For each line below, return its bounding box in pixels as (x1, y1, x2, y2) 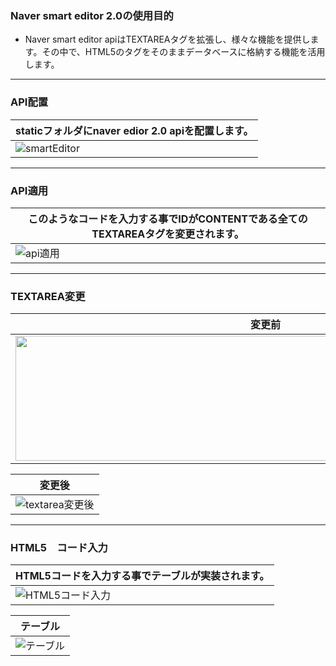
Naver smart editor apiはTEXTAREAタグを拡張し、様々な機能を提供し (24, 33, 311, 46)
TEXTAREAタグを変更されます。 (91, 227, 245, 241)
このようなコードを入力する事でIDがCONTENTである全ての (28, 212, 308, 226)
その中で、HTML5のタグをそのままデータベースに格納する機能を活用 (41, 46, 326, 58)
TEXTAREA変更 (10, 289, 86, 303)
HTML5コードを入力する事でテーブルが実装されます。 (15, 569, 270, 583)
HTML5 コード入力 (10, 541, 108, 555)
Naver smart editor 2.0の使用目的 (10, 8, 174, 22)
